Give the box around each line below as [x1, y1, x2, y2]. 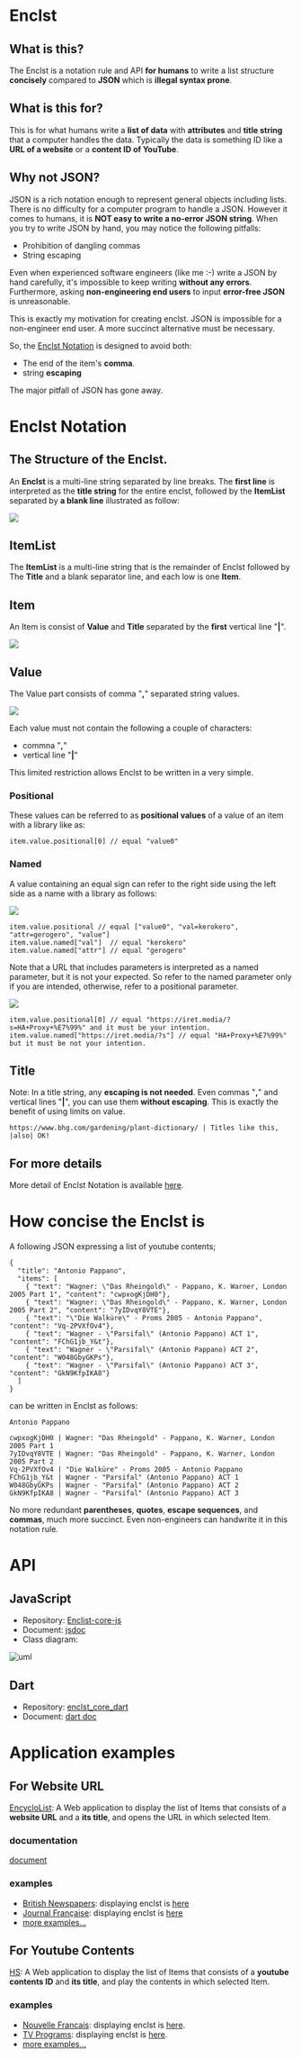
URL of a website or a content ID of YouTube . [9, 143, 180, 154]
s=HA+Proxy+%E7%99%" [9, 1023, 87, 1032]
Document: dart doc [22, 1711, 97, 1722]
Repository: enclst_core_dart [22, 1701, 128, 1712]
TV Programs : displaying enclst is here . [22, 2028, 168, 2040]
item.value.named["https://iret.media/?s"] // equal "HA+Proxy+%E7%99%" [9, 1030, 288, 1040]
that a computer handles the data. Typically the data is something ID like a [9, 134, 283, 145]
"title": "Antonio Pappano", [17, 1266, 127, 1275]
